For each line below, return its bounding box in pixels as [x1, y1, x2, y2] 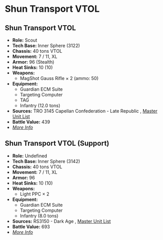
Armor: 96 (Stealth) [12, 59, 55, 65]
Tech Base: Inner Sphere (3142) [12, 158, 80, 164]
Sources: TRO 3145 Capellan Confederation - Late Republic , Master [12, 108, 158, 114]
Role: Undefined [12, 152, 47, 159]
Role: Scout [12, 37, 38, 43]
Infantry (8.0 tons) [20, 212, 59, 218]
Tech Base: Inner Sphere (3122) [12, 43, 80, 49]
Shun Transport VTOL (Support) [5, 139, 110, 148]
